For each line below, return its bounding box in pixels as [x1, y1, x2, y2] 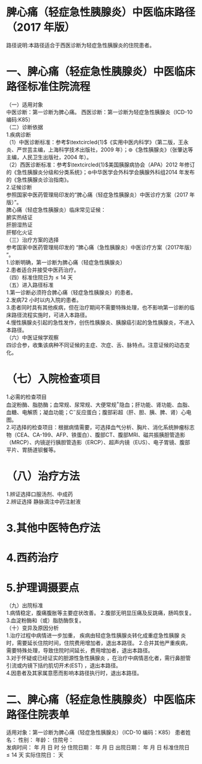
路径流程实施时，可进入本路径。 [11, 311, 91, 319]
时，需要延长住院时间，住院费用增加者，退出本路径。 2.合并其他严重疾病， [6, 640, 191, 647]
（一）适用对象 [6, 100, 43, 108]
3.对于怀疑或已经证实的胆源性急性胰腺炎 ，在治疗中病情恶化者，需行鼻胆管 [6, 655, 191, 662]
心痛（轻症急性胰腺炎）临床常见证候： [11, 206, 106, 213]
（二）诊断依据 [6, 123, 43, 130]
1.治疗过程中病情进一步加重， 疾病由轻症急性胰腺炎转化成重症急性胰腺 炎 [6, 632, 186, 639]
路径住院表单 [6, 707, 70, 721]
